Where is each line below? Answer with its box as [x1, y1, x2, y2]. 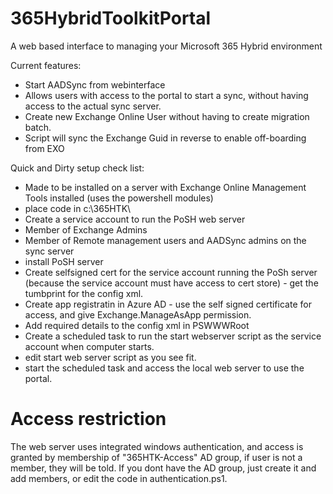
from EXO [24, 142, 65, 154]
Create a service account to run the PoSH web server [24, 213, 246, 225]
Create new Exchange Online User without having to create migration [24, 110, 310, 122]
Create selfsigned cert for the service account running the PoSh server [24, 266, 318, 278]
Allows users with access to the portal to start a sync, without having [24, 89, 309, 101]
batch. [24, 121, 52, 133]
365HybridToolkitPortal [10, 7, 212, 30]
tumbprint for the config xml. [24, 287, 144, 299]
